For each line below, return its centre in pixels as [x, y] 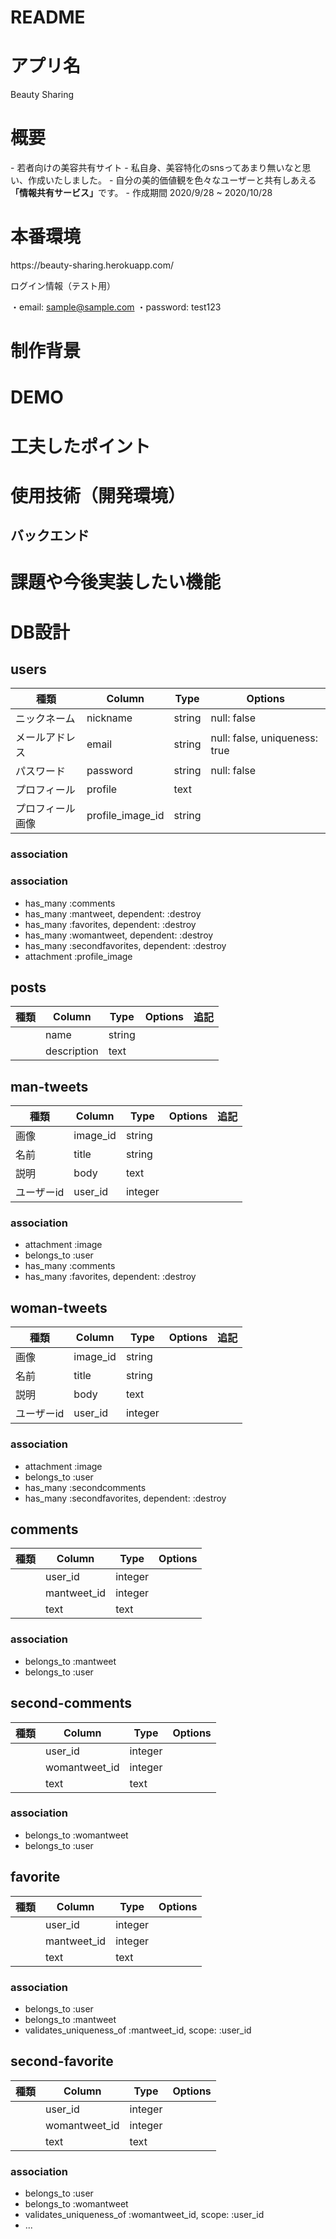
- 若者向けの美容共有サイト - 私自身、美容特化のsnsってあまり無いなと [156, 168]
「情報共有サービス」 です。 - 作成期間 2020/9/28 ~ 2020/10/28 [141, 193]
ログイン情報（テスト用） [63, 285]
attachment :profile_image [78, 956]
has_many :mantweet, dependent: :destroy [113, 913]
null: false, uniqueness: [264, 738]
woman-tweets [59, 1307]
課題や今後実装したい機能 [116, 582]
